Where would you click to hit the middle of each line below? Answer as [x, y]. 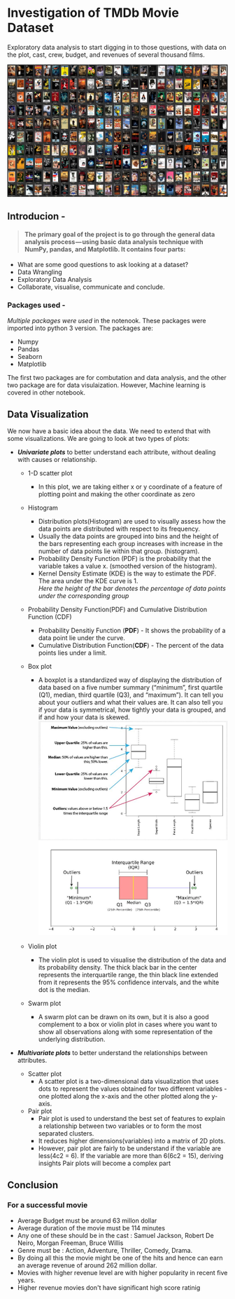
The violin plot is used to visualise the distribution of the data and [132, 960]
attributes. [32, 1060]
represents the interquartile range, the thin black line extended [128, 974]
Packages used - [36, 305]
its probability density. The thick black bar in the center [117, 967]
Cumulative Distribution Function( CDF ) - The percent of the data [131, 646]
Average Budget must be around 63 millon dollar [87, 1220]
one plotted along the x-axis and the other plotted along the [124, 1096]
